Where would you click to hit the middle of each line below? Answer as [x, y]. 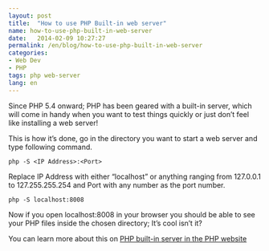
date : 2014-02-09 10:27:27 [57, 38]
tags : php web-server [45, 75]
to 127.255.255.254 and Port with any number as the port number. [117, 184]
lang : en [23, 83]
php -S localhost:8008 [46, 200]
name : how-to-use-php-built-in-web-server [80, 30]
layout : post [30, 16]
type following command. [50, 147]
